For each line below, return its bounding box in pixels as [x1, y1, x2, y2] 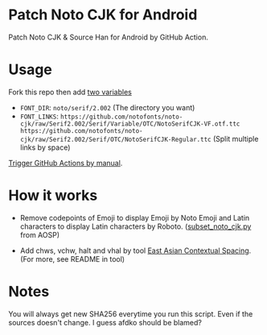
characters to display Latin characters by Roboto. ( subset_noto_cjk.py [19, 221, 252, 231]
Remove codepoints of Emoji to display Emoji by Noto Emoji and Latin [19, 213, 250, 222]
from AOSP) [19, 230, 60, 239]
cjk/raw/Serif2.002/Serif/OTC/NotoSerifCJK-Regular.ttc [19, 135, 212, 143]
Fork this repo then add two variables [8, 87, 133, 97]
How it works [8, 187, 98, 205]
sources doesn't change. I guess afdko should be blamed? [8, 317, 203, 327]
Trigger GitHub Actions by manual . [8, 158, 123, 167]
